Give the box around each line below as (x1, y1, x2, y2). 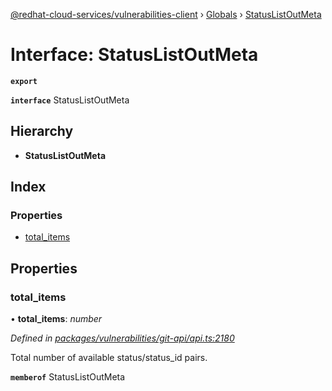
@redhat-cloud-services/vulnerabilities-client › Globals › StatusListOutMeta (10, 9, 322, 20)
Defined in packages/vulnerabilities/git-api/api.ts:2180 (10, 332, 235, 344)
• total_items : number (10, 313, 103, 325)
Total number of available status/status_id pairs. (10, 352, 208, 364)
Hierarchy (10, 123, 74, 140)
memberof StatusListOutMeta (10, 371, 126, 383)
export (10, 76, 38, 86)
